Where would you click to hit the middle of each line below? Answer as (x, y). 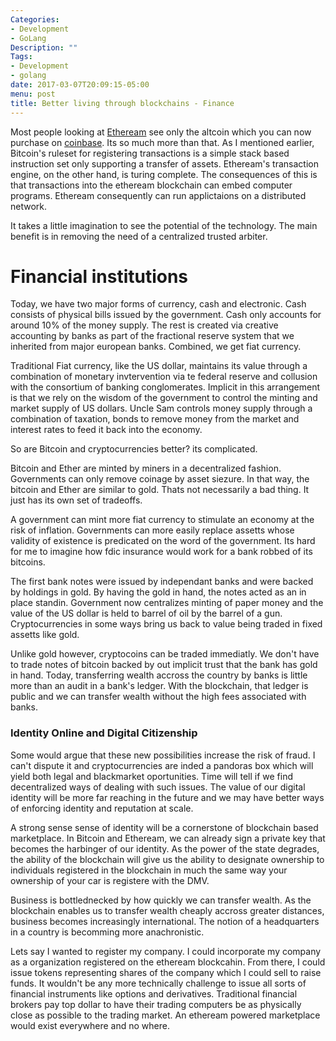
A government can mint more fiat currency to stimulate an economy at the (162, 520)
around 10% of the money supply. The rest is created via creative (144, 325)
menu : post (33, 94)
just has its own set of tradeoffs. (76, 500)
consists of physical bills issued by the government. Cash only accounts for (166, 315)
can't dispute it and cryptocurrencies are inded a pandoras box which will (162, 765)
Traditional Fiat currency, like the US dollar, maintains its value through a (159, 366)
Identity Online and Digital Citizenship (104, 733)
